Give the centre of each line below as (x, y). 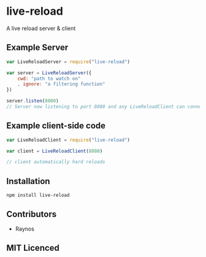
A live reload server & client (41, 28)
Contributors (32, 214)
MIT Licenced (33, 248)
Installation (28, 181)
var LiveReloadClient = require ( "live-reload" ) (68, 140)
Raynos (25, 229)
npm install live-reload (38, 195)
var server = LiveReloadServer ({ (49, 73)
